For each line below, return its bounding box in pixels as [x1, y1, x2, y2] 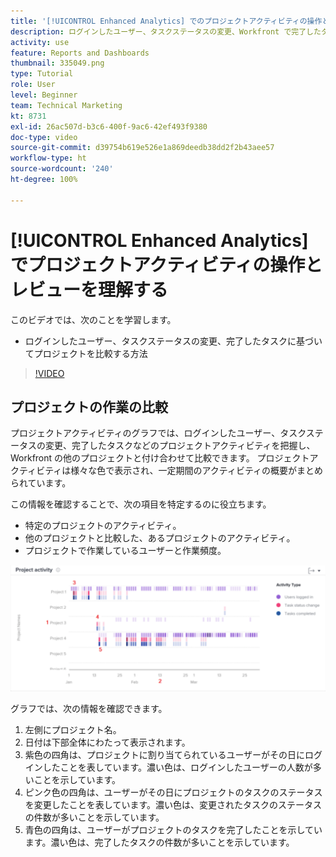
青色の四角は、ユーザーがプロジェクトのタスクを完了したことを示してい [24, 824, 323, 836]
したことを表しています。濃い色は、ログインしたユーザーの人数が [42, 761, 313, 774]
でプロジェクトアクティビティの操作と [10, 253, 323, 276]
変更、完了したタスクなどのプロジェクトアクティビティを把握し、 [44, 440, 316, 452]
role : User [10, 80, 56, 90]
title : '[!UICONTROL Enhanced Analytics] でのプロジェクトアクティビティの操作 [10, 16, 323, 26]
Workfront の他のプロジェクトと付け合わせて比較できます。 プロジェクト [10, 452, 310, 464]
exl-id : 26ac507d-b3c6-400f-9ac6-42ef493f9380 [10, 121, 208, 132]
